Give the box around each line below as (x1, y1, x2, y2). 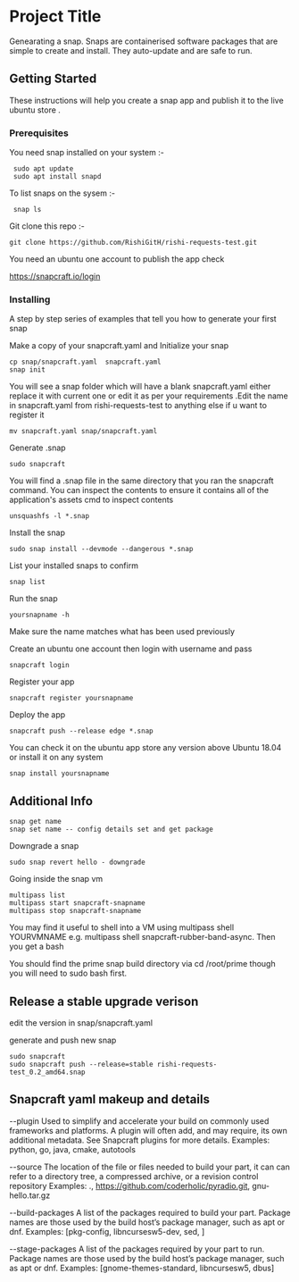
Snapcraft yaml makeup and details (9, 1092, 210, 1107)
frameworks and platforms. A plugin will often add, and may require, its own (9, 1125, 288, 1135)
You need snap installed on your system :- (9, 147, 165, 158)
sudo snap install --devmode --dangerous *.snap (9, 545, 194, 554)
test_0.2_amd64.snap (9, 1068, 87, 1077)
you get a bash (9, 941, 64, 952)
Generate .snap (9, 442, 66, 453)
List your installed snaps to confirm (9, 560, 138, 571)
